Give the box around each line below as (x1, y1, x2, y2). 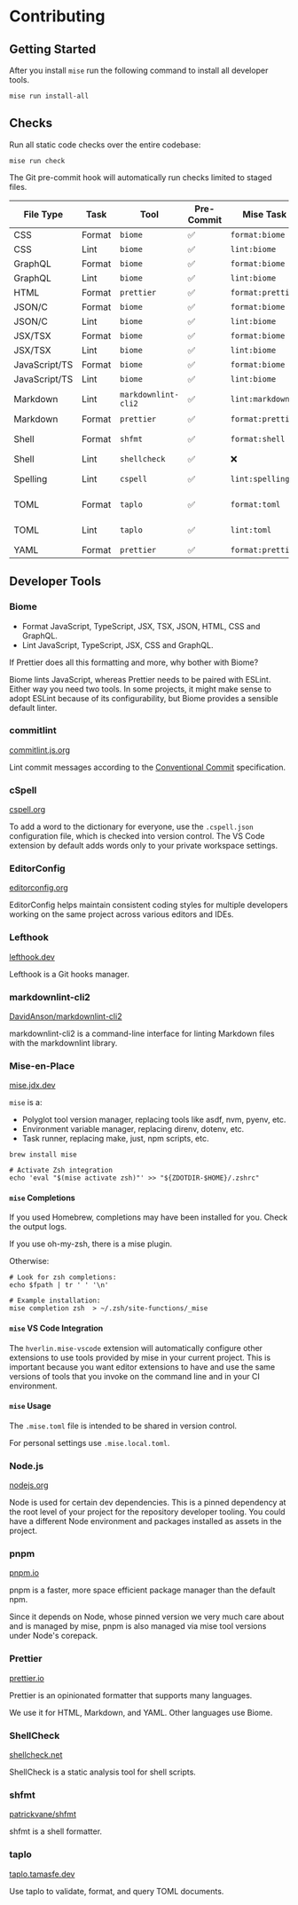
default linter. (9, 702, 58, 713)
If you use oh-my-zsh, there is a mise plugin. (9, 1238, 173, 1249)
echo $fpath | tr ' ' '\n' (9, 1281, 109, 1290)
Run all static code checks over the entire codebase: (9, 139, 201, 150)
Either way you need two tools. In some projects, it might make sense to (9, 684, 272, 694)
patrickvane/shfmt (9, 1809, 77, 1820)
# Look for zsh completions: (9, 1273, 117, 1282)
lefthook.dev (9, 952, 55, 962)
